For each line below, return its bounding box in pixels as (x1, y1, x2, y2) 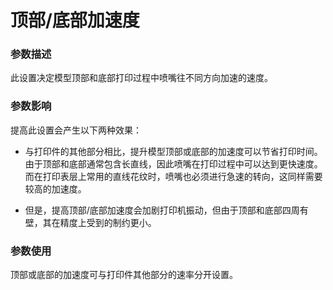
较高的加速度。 (24, 182, 87, 195)
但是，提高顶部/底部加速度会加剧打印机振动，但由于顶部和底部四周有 (24, 204, 309, 216)
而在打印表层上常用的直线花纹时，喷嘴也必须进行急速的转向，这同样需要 (24, 170, 323, 182)
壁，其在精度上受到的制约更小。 (24, 216, 157, 228)
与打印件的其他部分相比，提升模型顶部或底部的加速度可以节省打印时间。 (24, 145, 323, 157)
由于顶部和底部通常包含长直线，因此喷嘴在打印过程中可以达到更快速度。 (24, 157, 323, 170)
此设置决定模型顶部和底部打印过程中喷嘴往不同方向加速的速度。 (10, 72, 273, 84)
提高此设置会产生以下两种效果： (10, 124, 142, 136)
